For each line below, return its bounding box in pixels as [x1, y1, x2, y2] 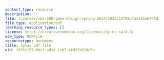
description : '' [5, 12, 38, 16]
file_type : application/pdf [5, 20, 62, 26]
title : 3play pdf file [5, 43, 51, 48]
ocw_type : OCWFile [5, 34, 42, 39]
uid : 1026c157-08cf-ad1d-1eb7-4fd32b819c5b [5, 47, 95, 52]
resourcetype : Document [5, 39, 54, 44]
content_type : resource [5, 7, 54, 12]
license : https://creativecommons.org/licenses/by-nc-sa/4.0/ [5, 30, 134, 34]
